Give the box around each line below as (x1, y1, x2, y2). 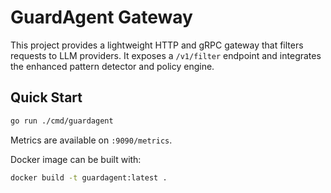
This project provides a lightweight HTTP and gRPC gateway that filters (10, 39, 304, 51)
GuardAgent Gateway (10, 6, 193, 29)
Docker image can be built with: (10, 153, 142, 165)
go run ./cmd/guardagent (10, 116, 114, 126)
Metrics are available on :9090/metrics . (10, 134, 173, 146)
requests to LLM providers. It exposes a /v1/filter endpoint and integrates (10, 49, 322, 61)
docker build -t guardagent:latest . (10, 172, 168, 183)
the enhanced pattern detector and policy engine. (10, 60, 215, 72)
